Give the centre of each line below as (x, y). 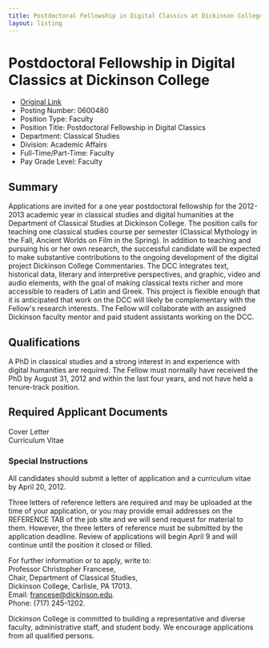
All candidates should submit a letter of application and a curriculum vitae (130, 479)
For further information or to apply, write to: (80, 561)
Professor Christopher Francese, (62, 569)
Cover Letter (29, 431)
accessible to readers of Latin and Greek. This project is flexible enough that (134, 292)
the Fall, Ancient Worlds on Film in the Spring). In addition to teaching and (130, 241)
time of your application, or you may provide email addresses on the (121, 511)
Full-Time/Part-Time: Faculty (67, 153)
